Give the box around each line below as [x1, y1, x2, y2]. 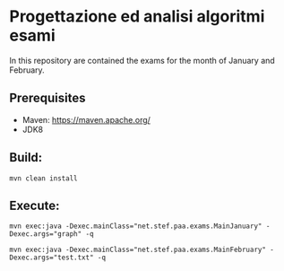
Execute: [9, 197, 60, 213]
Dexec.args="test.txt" [9, 253, 94, 262]
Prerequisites [9, 91, 86, 106]
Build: [9, 150, 43, 165]
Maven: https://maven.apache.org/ [22, 114, 151, 125]
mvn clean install [9, 173, 78, 183]
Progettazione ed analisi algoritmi [9, 6, 265, 27]
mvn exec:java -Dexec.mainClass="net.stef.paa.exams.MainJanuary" [9, 222, 262, 231]
